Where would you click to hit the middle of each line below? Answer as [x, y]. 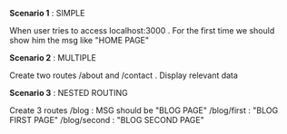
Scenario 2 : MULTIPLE [53, 57]
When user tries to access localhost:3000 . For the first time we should [142, 30]
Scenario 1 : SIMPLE [47, 13]
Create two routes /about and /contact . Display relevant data [124, 75]
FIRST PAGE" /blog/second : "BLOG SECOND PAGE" [107, 120]
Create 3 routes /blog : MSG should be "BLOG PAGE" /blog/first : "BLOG [144, 110]
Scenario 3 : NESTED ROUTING [69, 93]
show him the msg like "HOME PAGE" [79, 40]
